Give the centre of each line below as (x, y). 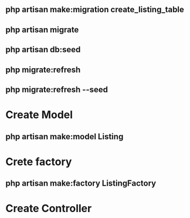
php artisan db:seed (43, 50)
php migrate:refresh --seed (57, 90)
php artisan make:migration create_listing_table (95, 10)
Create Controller (49, 209)
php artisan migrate (42, 30)
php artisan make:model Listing (65, 137)
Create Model (39, 115)
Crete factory (39, 162)
